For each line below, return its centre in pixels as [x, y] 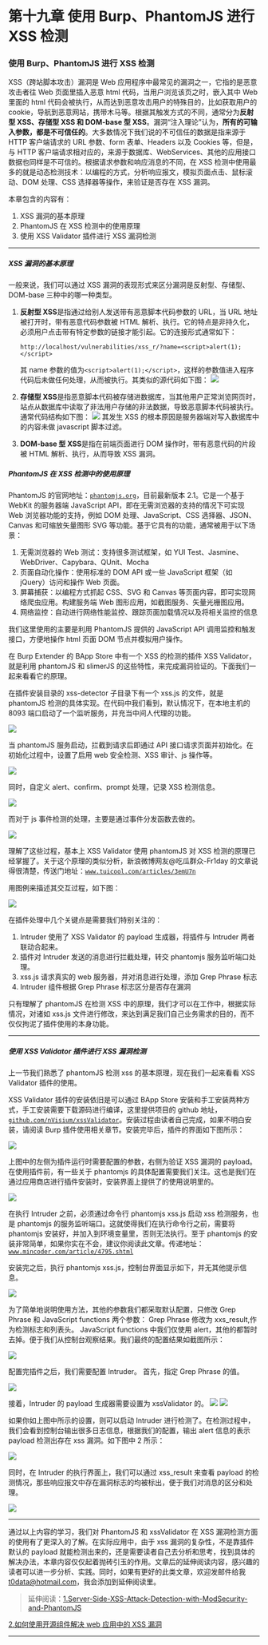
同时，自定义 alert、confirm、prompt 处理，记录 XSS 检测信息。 [114, 787]
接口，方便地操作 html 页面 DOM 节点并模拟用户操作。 [98, 639]
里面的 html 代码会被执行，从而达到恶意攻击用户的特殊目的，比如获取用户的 [133, 102]
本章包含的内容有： [40, 199]
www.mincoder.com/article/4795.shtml [71, 1252]
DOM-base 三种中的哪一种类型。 [62, 295]
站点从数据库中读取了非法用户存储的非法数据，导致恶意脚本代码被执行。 [138, 407]
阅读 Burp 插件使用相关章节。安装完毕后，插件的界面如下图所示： [137, 1130]
